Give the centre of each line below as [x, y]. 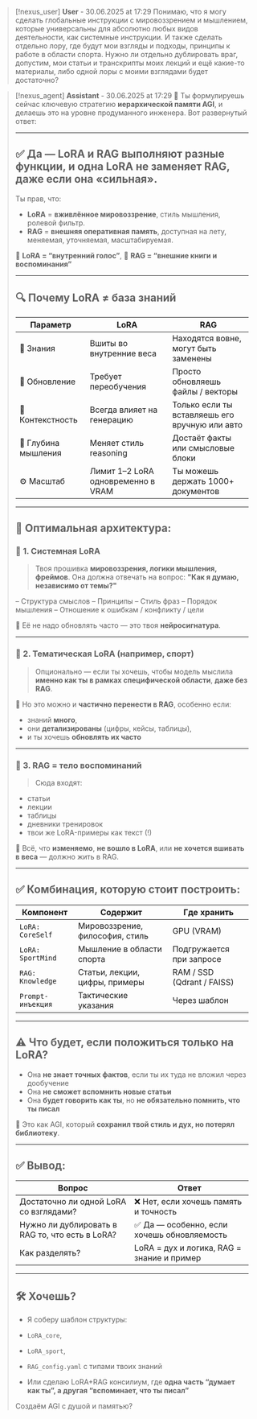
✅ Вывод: [40, 1165]
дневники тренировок [65, 823]
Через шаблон [201, 1000]
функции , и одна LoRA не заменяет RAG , [122, 167]
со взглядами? [48, 1212]
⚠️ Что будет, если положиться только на [124, 1043]
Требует [106, 376]
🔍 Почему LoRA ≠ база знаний [96, 298]
